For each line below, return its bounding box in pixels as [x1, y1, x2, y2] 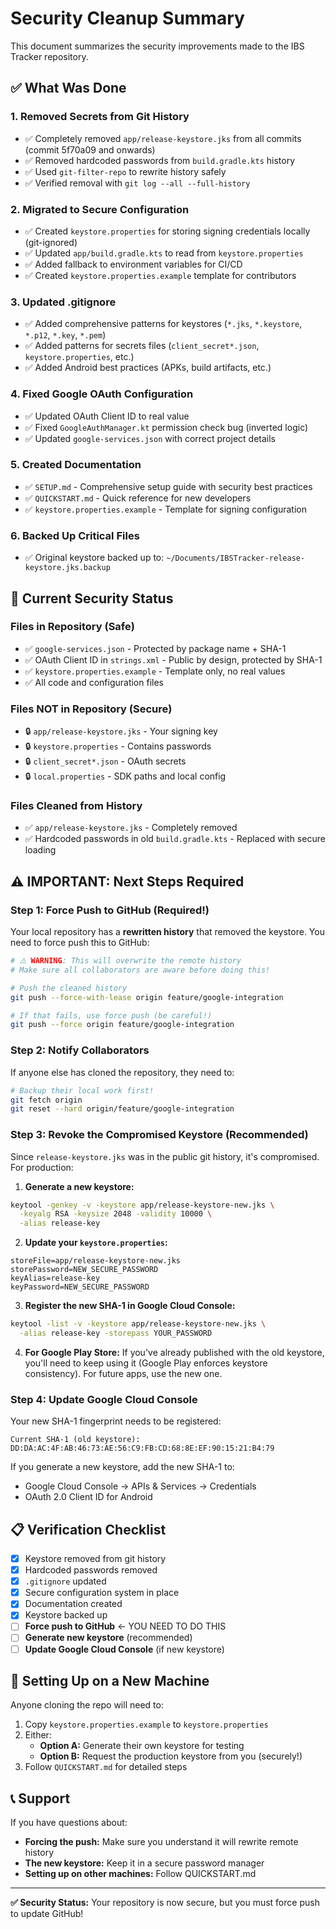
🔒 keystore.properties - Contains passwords [24, 740, 212, 752]
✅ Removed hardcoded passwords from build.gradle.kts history [24, 154, 296, 166]
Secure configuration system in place [24, 1587, 180, 1599]
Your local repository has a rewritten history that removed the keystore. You [10, 926, 325, 938]
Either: [24, 1729, 52, 1741]
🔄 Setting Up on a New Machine [10, 1672, 210, 1689]
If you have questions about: [10, 1817, 128, 1829]
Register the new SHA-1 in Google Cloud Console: [24, 1300, 236, 1312]
